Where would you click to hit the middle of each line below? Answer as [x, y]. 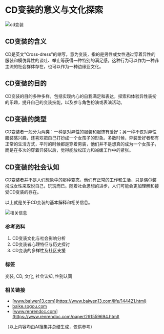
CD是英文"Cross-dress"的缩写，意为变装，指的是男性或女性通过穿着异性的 [80, 54]
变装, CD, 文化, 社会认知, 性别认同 [39, 276]
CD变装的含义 [26, 41]
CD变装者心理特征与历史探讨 [41, 244]
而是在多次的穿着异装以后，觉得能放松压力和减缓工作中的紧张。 [69, 150]
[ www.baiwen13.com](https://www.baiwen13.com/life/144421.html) [79, 301]
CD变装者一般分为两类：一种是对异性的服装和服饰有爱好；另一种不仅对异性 [81, 132]
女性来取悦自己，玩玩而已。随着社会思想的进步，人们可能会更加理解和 [84, 186]
